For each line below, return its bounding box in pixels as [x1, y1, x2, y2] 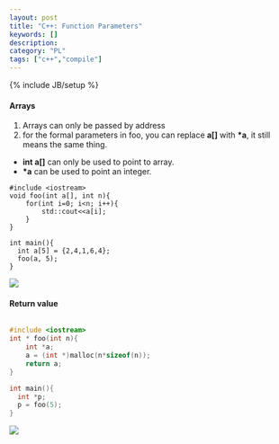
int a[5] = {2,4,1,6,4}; [17, 246, 111, 256]
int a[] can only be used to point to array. [22, 156, 175, 167]
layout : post [9, 13, 58, 22]
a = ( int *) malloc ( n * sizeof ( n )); [25, 351, 151, 360]
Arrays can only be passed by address [22, 120, 166, 131]
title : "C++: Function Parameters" [9, 22, 143, 31]
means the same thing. [22, 139, 108, 150]
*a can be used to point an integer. [22, 166, 152, 177]
